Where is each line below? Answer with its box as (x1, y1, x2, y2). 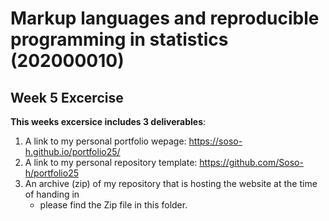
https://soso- (188, 135, 243, 147)
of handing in (24, 188, 80, 200)
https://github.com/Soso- (199, 157, 304, 168)
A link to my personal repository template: (24, 157, 198, 168)
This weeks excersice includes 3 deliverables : (10, 116, 207, 127)
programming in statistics (10, 28, 229, 51)
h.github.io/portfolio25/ (24, 146, 121, 157)
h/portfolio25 (24, 167, 79, 179)
